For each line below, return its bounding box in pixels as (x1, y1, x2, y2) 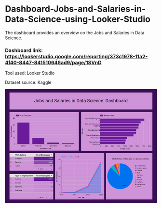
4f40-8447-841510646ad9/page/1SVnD (5, 59, 102, 66)
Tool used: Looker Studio (5, 70, 55, 76)
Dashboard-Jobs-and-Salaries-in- (5, 3, 146, 15)
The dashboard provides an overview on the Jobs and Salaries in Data (5, 30, 145, 35)
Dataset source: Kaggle (5, 80, 52, 85)
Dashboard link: (5, 47, 43, 54)
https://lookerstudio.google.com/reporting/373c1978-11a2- (5, 53, 148, 60)
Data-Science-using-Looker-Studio (5, 14, 151, 25)
